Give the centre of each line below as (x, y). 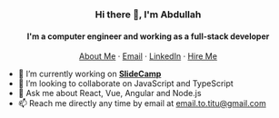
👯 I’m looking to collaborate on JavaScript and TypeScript (125, 84)
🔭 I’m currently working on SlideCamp (90, 74)
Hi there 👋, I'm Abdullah (148, 15)
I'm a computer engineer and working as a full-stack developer (148, 36)
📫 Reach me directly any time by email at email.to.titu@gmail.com (142, 103)
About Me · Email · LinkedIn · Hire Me (148, 56)
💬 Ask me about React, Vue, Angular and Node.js (110, 93)
